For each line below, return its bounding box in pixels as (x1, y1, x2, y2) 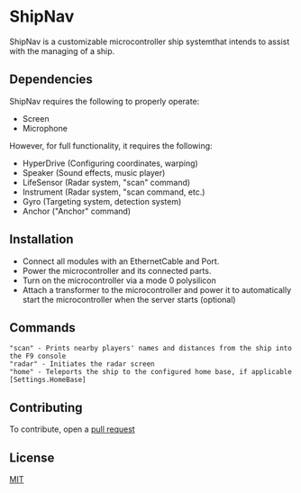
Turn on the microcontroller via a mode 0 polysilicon (22, 275, 216, 286)
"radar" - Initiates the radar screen (9, 360, 155, 369)
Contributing (9, 399, 83, 415)
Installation (9, 232, 74, 247)
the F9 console (9, 351, 67, 361)
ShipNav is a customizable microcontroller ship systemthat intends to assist (9, 36, 290, 47)
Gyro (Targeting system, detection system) (22, 196, 182, 206)
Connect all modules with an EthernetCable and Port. (22, 255, 220, 267)
